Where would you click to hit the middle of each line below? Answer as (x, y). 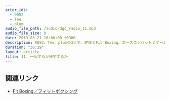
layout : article (22, 52)
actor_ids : (17, 10)
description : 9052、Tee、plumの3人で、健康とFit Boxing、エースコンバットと (80, 43)
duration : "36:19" (25, 47)
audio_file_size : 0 (26, 33)
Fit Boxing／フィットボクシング (45, 91)
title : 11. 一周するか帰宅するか (37, 57)
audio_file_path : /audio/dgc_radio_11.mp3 (51, 29)
